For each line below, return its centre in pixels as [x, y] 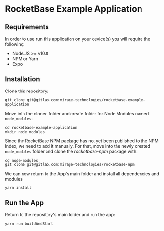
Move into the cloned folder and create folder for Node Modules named [77, 113]
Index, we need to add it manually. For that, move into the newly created [78, 146]
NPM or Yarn [25, 59]
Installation [23, 79]
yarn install [18, 188]
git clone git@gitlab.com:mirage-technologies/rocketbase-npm [70, 164]
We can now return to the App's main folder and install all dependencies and [82, 173]
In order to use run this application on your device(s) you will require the [78, 39]
